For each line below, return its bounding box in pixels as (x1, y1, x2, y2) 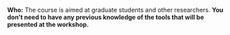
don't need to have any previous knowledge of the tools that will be (7, 13, 204, 21)
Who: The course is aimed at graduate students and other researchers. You (7, 6, 224, 14)
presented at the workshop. (7, 21, 89, 28)
